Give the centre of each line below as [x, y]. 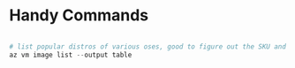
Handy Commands [79, 15]
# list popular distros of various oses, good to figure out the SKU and [148, 46]
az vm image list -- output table [71, 55]
